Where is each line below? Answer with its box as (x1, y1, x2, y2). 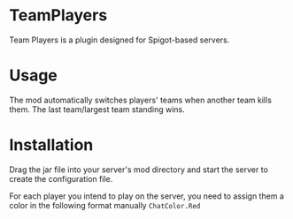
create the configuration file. (9, 173, 113, 184)
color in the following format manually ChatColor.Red (9, 200, 201, 210)
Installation (9, 135, 94, 155)
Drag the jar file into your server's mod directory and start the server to (9, 164, 268, 175)
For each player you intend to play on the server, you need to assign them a (9, 191, 285, 201)
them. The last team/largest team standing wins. (9, 103, 185, 115)
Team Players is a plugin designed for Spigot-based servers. (9, 34, 230, 45)
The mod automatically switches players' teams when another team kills (9, 94, 273, 105)
